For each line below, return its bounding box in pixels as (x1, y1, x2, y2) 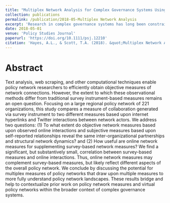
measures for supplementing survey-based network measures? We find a (5, 143, 158, 149)
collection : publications (5, 12, 60, 17)
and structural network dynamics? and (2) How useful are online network (5, 138, 158, 144)
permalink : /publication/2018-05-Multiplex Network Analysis (5, 17, 137, 22)
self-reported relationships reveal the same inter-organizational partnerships (5, 133, 165, 139)
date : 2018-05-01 (5, 26, 42, 31)
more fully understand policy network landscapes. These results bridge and (5, 176, 163, 182)
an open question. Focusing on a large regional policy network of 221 (5, 100, 149, 106)
